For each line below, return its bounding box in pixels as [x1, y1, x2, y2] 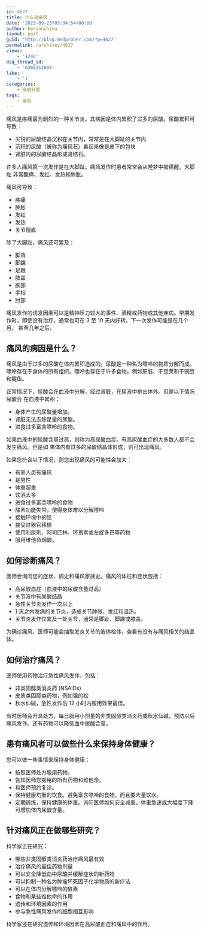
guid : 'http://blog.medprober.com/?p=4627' [6, 37, 117, 43]
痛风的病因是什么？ [6, 343, 77, 354]
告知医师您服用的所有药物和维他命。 [14, 776, 105, 783]
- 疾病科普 [17, 87, 41, 93]
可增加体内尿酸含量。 [14, 806, 68, 813]
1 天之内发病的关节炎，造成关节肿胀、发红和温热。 [14, 608, 139, 615]
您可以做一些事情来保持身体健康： [6, 756, 90, 763]
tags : [6, 92, 20, 98]
